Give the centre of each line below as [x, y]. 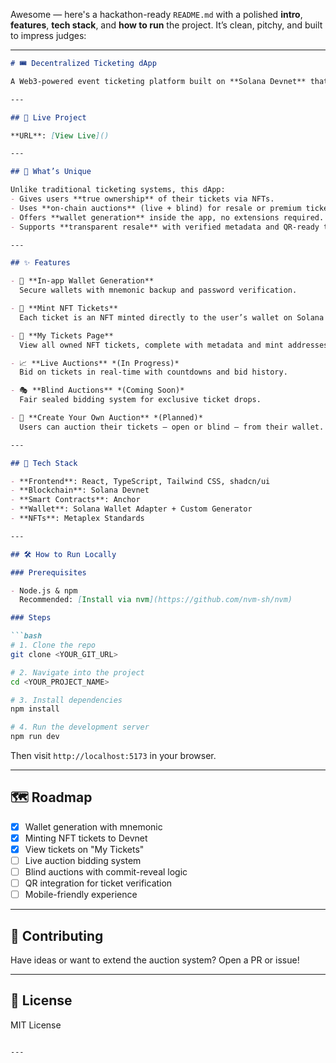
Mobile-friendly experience [81, 895]
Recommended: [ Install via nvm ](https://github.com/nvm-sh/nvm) [156, 600]
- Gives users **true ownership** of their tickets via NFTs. [142, 199]
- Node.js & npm [44, 590]
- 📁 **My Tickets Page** [62, 335]
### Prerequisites [48, 572]
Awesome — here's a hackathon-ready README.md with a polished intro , [156, 14]
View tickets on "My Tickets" [84, 849]
